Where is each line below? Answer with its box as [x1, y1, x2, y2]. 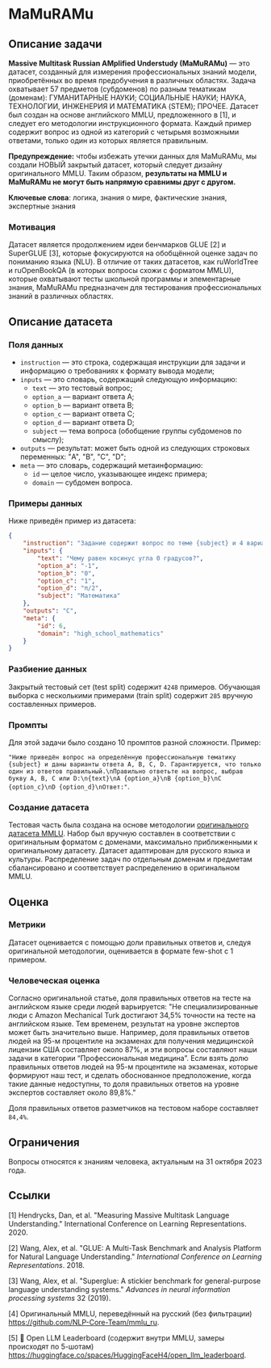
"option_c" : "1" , [37, 577, 95, 585]
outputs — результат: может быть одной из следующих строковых [19, 443, 250, 452]
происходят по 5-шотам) [8, 1341, 94, 1351]
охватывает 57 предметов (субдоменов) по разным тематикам [8, 84, 227, 94]
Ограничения [8, 1135, 80, 1149]
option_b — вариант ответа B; [31, 400, 135, 410]
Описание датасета [8, 314, 113, 328]
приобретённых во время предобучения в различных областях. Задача [8, 76, 256, 85]
